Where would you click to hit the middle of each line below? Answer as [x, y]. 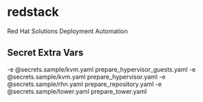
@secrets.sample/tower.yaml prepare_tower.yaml [77, 91]
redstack [33, 12]
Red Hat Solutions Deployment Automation [68, 31]
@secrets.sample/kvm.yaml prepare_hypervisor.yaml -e [86, 76]
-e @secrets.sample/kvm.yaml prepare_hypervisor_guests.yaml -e [101, 69]
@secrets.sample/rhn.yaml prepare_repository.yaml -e [84, 84]
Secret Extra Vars [45, 53]
